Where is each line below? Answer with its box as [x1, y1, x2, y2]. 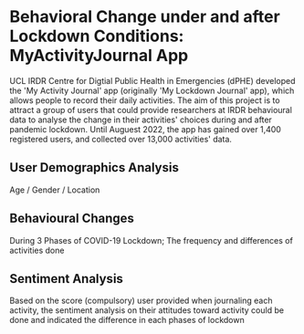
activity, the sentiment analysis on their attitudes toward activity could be [9, 305, 285, 316]
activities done [9, 245, 65, 256]
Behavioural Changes [9, 211, 135, 226]
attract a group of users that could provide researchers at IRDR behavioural [9, 104, 292, 115]
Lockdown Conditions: [9, 26, 184, 47]
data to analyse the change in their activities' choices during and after [9, 114, 272, 125]
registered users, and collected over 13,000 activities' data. [9, 133, 233, 144]
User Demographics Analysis [9, 160, 180, 175]
